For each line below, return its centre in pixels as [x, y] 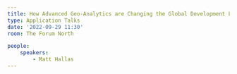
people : [19, 47]
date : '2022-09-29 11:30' [45, 27]
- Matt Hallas [53, 60]
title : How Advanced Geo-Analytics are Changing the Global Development [116, 14]
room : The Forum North [41, 33]
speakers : [35, 53]
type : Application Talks [44, 20]
